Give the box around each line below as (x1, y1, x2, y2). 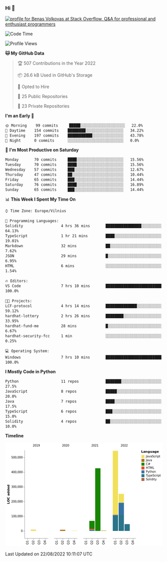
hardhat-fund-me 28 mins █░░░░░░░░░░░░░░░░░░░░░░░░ (5, 324, 162, 329)
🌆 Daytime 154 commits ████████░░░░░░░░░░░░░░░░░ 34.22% (5, 128, 144, 133)
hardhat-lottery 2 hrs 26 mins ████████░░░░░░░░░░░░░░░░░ (5, 314, 162, 319)
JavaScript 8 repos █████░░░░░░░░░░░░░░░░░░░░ (5, 389, 162, 394)
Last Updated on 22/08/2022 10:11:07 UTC (5, 551, 93, 557)
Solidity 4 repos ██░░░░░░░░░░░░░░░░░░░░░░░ (5, 419, 162, 424)
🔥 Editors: (5, 279, 28, 284)
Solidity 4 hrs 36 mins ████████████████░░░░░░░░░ (5, 224, 162, 229)
